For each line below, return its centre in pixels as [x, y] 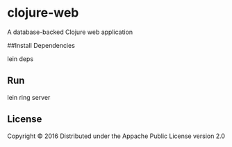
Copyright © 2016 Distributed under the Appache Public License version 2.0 [116, 136]
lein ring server [29, 97]
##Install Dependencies [41, 45]
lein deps [20, 59]
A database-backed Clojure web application [70, 32]
